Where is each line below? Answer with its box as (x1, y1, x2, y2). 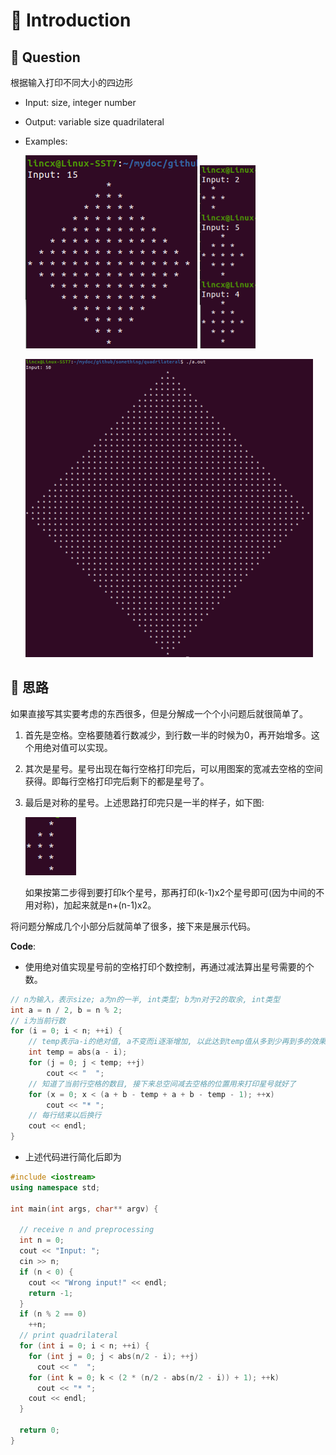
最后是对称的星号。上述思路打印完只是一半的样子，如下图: (24, 796, 265, 808)
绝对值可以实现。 (42, 741, 113, 753)
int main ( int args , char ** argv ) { (10, 1204, 159, 1214)
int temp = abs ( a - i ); (28, 1047, 128, 1058)
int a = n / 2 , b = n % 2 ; (10, 1005, 123, 1015)
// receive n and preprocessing (19, 1225, 155, 1235)
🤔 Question (10, 49, 81, 66)
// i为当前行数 (10, 1015, 67, 1026)
